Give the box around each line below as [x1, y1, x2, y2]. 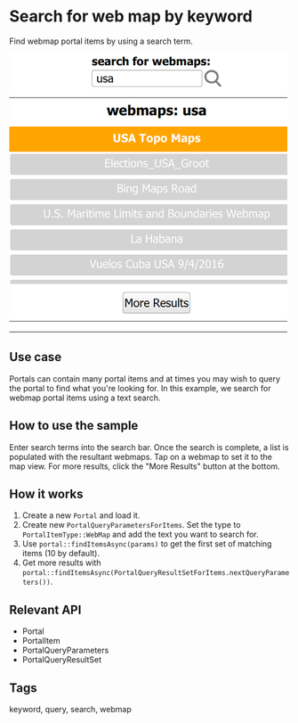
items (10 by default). [21, 548, 101, 559]
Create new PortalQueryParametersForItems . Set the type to [21, 520, 241, 530]
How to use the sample [9, 418, 139, 433]
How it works [9, 486, 84, 501]
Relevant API [9, 602, 82, 617]
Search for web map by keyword [9, 6, 254, 27]
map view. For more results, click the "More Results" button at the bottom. [9, 461, 280, 472]
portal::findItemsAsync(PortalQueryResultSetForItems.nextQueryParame [21, 569, 290, 578]
